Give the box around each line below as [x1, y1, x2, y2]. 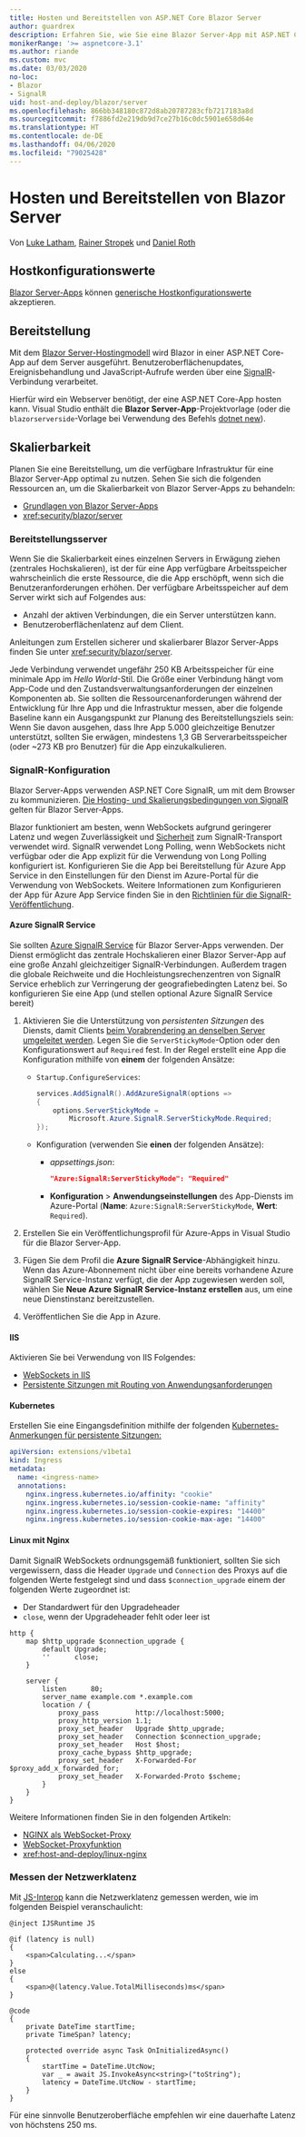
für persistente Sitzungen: [64, 1430, 162, 1440]
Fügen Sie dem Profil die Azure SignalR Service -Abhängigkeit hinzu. [22, 1255, 280, 1266]
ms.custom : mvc [9, 55, 67, 64]
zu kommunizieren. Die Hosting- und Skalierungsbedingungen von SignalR [9, 794, 289, 805]
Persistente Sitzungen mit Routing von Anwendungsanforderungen [22, 1380, 273, 1390]
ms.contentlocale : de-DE [9, 132, 103, 141]
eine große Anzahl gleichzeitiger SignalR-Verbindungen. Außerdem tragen [9, 959, 288, 970]
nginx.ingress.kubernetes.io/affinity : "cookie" [25, 1489, 213, 1499]
